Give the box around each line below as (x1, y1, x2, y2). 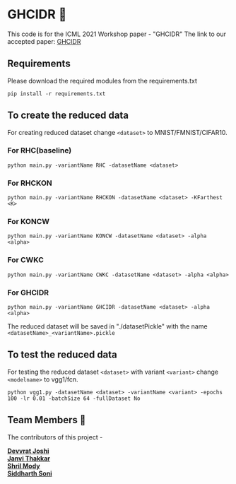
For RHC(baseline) (7, 146, 72, 155)
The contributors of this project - (7, 432, 103, 441)
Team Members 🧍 (7, 414, 86, 426)
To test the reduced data (7, 349, 118, 361)
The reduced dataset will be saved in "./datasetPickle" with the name (7, 322, 208, 331)
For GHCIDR (7, 288, 49, 297)
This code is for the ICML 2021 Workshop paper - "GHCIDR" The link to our (7, 30, 227, 38)
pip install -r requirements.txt (7, 90, 106, 98)
